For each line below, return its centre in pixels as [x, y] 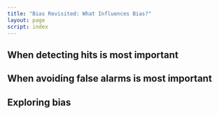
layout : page [26, 20]
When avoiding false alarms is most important [109, 78]
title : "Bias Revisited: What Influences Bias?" [79, 14]
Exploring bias [39, 102]
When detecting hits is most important [93, 55]
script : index [28, 26]
